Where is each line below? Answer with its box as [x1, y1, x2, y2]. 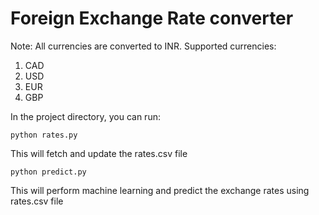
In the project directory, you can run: [10, 110, 161, 122]
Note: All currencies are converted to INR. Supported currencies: [10, 40, 277, 52]
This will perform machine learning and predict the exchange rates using [10, 184, 310, 196]
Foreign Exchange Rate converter [10, 7, 294, 30]
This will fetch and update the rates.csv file [10, 147, 188, 159]
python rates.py [10, 130, 78, 140]
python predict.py [10, 167, 87, 177]
